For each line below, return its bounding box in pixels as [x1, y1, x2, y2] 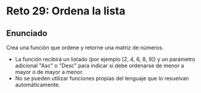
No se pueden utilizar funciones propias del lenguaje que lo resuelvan [14, 75, 189, 82]
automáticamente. [14, 81, 60, 88]
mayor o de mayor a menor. [14, 68, 84, 76]
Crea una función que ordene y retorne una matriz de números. [6, 44, 164, 51]
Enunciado [6, 28, 48, 38]
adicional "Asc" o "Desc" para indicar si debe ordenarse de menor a [14, 62, 184, 69]
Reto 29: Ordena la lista [6, 4, 126, 18]
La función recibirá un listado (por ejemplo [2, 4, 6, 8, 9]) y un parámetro [14, 56, 196, 62]
